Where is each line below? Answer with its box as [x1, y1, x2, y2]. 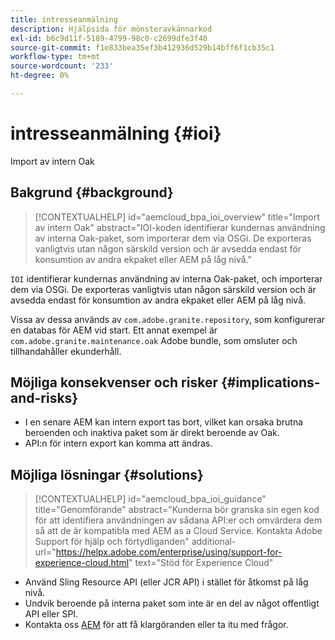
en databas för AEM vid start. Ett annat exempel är [10, 324, 218, 336]
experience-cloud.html [34, 557, 130, 569]
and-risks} [10, 390, 79, 407]
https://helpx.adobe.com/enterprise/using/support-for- [55, 546, 283, 558]
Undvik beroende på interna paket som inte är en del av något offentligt [24, 597, 320, 610]
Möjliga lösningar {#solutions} [10, 466, 204, 483]
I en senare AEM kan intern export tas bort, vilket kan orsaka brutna [24, 416, 304, 428]
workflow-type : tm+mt [10, 52, 101, 62]
